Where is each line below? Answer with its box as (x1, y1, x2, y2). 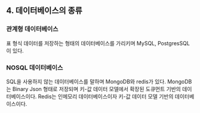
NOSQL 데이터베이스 (6, 63, 63, 71)
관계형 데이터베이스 (6, 25, 59, 33)
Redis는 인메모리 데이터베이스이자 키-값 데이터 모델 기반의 (38, 93, 174, 100)
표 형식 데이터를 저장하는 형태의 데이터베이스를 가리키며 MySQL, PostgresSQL (6, 39, 190, 46)
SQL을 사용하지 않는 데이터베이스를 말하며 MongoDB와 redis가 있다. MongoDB (6, 78, 192, 85)
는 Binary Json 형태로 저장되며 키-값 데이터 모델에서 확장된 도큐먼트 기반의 (6, 85, 181, 92)
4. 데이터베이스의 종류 (6, 5, 82, 16)
